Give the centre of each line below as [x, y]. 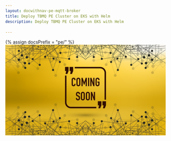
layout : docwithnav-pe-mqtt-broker [43, 11]
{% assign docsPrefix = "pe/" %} [40, 42]
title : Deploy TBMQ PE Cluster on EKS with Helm [58, 16]
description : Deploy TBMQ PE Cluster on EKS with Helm [65, 21]
